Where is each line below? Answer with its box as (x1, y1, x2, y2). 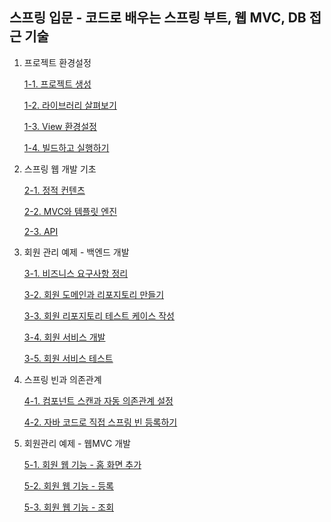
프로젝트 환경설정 (23, 56, 92, 68)
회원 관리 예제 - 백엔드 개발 (23, 246, 130, 258)
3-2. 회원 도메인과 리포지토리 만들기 (23, 288, 165, 300)
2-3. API (23, 225, 59, 237)
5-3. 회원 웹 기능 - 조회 (23, 501, 115, 513)
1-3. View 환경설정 (23, 120, 97, 132)
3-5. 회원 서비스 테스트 (23, 352, 114, 364)
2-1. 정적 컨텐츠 (23, 184, 86, 196)
